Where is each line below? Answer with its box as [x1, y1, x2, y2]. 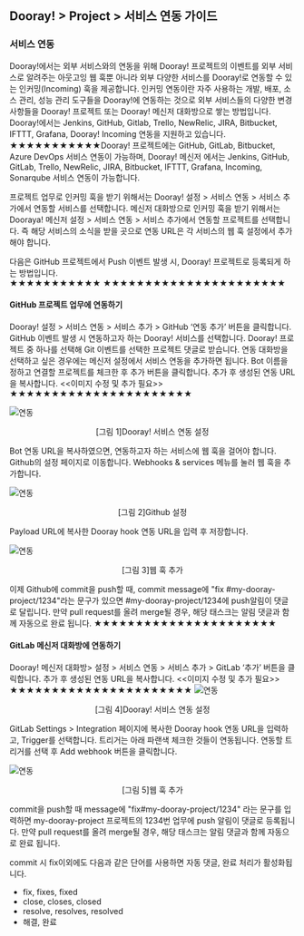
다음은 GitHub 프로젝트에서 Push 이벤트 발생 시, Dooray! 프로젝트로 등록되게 [9, 256, 281, 267]
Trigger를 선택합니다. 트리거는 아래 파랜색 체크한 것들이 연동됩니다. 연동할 [21, 735, 283, 746]
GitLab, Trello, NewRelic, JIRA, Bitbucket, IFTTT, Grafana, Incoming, [9, 161, 263, 172]
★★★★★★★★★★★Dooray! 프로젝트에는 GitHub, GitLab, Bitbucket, [9, 140, 276, 151]
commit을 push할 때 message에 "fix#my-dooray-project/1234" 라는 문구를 [9, 804, 282, 814]
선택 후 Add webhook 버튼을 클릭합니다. [33, 746, 178, 757]
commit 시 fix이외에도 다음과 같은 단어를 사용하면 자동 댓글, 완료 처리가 [9, 857, 261, 868]
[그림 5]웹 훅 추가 [122, 785, 183, 795]
